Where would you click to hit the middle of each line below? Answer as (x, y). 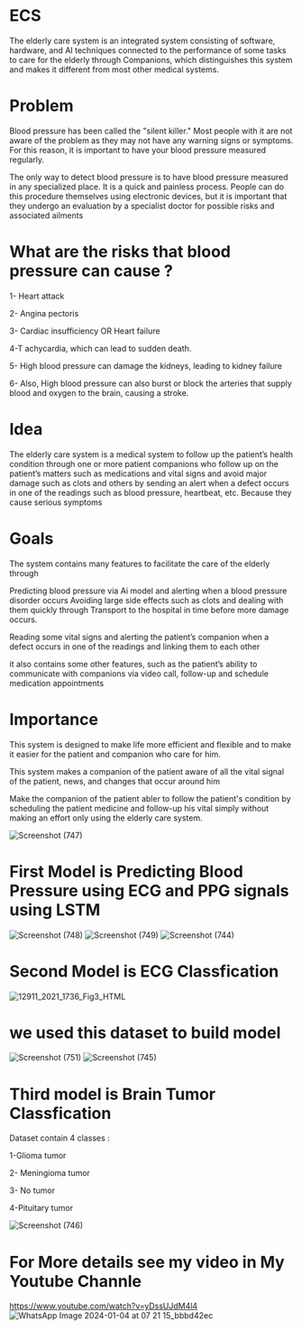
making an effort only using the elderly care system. (106, 818)
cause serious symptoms (56, 502)
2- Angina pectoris (44, 313)
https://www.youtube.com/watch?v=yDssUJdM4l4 (104, 1306)
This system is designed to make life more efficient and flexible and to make (151, 744)
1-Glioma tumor (38, 1156)
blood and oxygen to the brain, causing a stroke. (99, 392)
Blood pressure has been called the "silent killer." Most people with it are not (151, 131)
